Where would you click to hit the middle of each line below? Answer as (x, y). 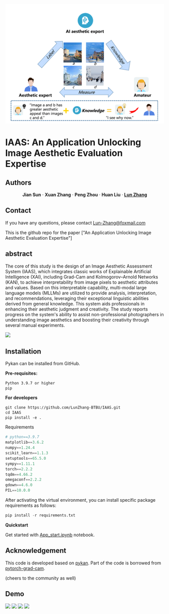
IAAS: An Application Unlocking (73, 142)
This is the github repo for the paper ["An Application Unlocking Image (78, 232)
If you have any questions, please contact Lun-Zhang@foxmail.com (75, 223)
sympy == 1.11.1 (20, 464)
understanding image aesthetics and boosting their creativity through (77, 320)
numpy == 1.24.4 (20, 448)
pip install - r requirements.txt (40, 515)
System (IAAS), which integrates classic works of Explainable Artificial (78, 271)
